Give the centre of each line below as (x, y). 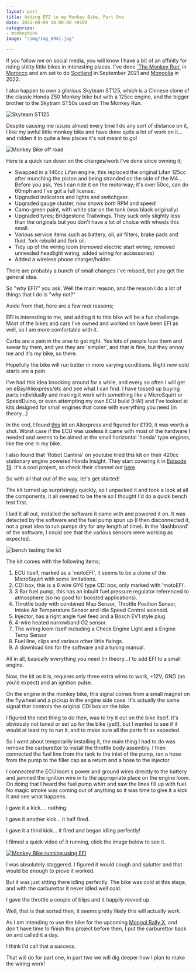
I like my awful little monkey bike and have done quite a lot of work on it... (94, 132)
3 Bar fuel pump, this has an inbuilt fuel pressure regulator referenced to (102, 591)
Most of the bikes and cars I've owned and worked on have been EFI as (92, 323)
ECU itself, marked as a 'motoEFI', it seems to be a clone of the (90, 573)
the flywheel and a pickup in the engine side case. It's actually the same (93, 700)
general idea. (22, 277)
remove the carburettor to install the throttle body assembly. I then (86, 748)
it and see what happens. (37, 796)
